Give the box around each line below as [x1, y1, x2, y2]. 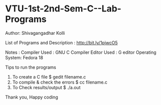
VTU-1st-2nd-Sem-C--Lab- [5, 3, 122, 14]
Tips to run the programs [5, 64, 56, 70]
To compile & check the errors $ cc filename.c [12, 79, 108, 85]
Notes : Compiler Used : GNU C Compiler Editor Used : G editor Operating [5, 49, 157, 55]
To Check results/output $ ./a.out [12, 84, 81, 90]
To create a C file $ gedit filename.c [12, 74, 86, 80]
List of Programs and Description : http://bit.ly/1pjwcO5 [5, 39, 118, 45]
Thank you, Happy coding [5, 94, 58, 100]
